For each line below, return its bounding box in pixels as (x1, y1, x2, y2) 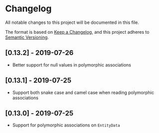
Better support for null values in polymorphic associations (12, 62, 131, 67)
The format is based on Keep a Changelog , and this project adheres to (5, 29, 150, 35)
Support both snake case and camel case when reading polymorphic (12, 89, 155, 95)
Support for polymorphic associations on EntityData (12, 122, 121, 128)
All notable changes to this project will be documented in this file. (5, 19, 140, 25)
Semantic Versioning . (5, 34, 49, 40)
